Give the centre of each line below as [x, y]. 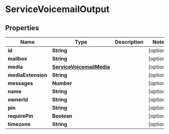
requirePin [21, 116]
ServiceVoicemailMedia [81, 67]
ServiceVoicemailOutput [57, 9]
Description [129, 42]
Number [62, 83]
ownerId [18, 99]
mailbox [18, 59]
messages [20, 83]
